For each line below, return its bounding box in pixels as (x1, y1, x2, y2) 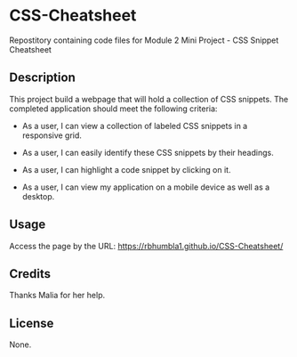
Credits (9, 266, 52, 281)
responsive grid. (21, 130, 83, 141)
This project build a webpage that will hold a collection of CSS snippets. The (9, 93, 289, 104)
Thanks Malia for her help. (9, 290, 106, 301)
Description (9, 70, 76, 85)
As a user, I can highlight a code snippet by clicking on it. (21, 164, 231, 174)
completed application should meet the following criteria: (9, 103, 218, 114)
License (9, 315, 54, 330)
